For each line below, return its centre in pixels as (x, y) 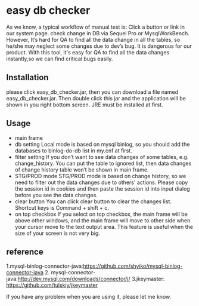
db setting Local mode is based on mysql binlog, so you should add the (102, 144)
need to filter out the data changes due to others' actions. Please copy (101, 182)
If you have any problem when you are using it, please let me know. (89, 297)
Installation (27, 77)
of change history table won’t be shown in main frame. (82, 169)
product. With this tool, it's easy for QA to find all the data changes (88, 52)
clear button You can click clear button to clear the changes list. (93, 201)
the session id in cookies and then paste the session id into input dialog (102, 188)
